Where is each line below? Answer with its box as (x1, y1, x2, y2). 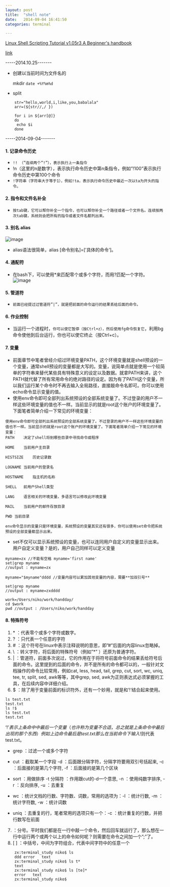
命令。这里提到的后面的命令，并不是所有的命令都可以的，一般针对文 (21, 661, 164, 667)
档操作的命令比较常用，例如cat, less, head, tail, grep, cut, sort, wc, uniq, (12, 667, 163, 674)
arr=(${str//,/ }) (14, 105, 53, 110)
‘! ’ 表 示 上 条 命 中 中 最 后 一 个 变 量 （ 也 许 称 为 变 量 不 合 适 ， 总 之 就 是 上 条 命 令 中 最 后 (5, 724, 165, 730)
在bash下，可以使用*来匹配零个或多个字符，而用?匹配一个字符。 (12, 271, 148, 278)
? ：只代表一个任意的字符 (12, 636, 65, 642)
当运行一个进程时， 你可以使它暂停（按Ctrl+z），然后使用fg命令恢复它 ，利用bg (12, 326, 164, 332)
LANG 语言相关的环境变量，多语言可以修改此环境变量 (5, 494, 107, 499)
